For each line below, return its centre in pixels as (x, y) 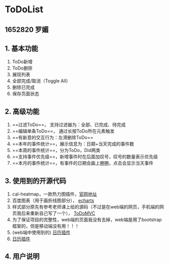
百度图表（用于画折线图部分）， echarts (53, 201)
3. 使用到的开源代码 (36, 181)
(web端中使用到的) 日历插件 (41, 233)
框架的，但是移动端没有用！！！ (46, 226)
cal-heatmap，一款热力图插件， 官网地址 (54, 194)
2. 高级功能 (22, 111)
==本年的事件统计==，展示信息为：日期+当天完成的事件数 (73, 144)
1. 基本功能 (22, 48)
